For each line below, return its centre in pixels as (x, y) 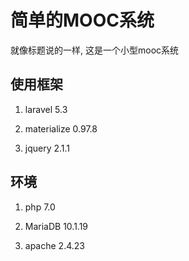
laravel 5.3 (46, 109)
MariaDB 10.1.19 (56, 226)
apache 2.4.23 (54, 245)
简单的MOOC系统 (82, 20)
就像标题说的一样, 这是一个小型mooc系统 (95, 50)
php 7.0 (40, 207)
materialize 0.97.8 (61, 128)
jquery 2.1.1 (47, 148)
